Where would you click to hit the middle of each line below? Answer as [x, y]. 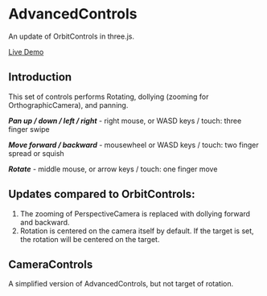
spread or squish [36, 153]
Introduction [40, 77]
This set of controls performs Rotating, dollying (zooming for [109, 97]
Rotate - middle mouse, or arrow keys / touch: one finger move [113, 169]
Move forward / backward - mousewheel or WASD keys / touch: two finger [133, 145]
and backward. [45, 222]
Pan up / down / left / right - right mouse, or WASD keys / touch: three [125, 121]
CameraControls [51, 264]
